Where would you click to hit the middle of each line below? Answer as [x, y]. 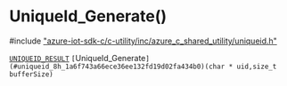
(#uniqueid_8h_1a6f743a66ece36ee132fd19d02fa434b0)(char [117, 66]
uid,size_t [257, 66]
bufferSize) [31, 74]
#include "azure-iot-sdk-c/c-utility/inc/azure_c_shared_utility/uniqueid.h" [143, 41]
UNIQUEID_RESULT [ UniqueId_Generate [78, 58]
